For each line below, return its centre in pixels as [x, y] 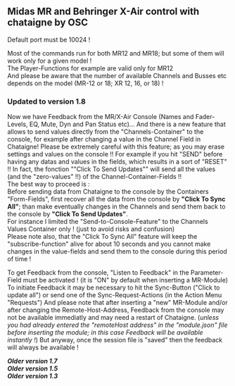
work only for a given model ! [50, 61]
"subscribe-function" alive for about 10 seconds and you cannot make [109, 244]
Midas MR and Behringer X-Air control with [103, 12]
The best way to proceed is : [49, 184]
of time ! [19, 259]
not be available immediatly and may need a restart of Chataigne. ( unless [113, 318]
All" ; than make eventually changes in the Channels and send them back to [116, 206]
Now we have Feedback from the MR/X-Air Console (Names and [101, 117]
